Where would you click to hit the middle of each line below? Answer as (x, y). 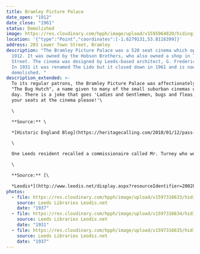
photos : (16, 192)
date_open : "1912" (29, 17)
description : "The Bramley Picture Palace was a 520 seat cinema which (97, 51)
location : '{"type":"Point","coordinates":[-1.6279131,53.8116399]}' (94, 39)
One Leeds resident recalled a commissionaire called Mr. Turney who (99, 154)
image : (14, 34)
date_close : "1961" (30, 23)
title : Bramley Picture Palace (45, 12)
